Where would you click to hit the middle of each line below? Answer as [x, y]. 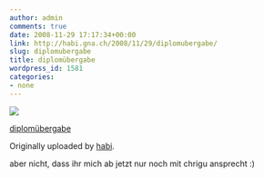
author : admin [36, 18]
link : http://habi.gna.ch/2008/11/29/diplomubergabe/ [114, 43]
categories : [32, 77]
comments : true [38, 26]
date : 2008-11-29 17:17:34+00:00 [73, 35]
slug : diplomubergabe [51, 52]
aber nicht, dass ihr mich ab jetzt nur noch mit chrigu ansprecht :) [132, 163]
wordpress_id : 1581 [46, 69]
